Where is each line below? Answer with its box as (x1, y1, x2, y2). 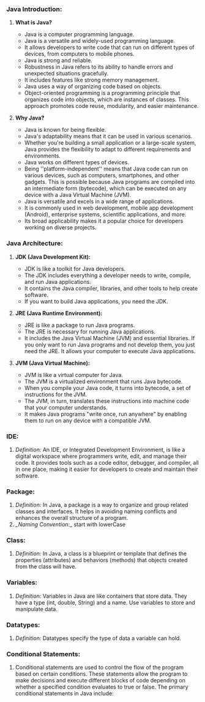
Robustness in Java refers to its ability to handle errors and (24, 63, 173, 71)
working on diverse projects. (24, 224, 97, 231)
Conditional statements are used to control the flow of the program (15, 664, 184, 671)
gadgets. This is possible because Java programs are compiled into (24, 178, 195, 186)
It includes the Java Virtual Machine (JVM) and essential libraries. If (24, 334, 195, 341)
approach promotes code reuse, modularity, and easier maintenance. (24, 102, 199, 110)
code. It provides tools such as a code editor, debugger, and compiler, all (15, 459, 199, 466)
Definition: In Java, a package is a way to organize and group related (15, 502, 188, 509)
